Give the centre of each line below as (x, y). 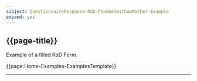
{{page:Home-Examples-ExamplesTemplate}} (61, 66)
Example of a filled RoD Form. (42, 55)
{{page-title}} (32, 41)
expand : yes (21, 17)
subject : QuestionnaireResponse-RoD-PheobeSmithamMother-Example (87, 11)
